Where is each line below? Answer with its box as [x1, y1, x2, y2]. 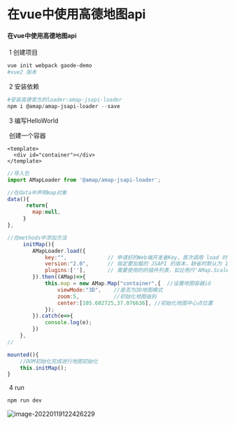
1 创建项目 [8, 48, 38, 57]
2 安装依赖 [8, 82, 40, 91]
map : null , [32, 208, 61, 216]
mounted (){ [7, 351, 39, 358]
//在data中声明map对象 [7, 189, 67, 196]
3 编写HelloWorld [8, 116, 59, 125]
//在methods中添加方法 [7, 234, 67, 241]
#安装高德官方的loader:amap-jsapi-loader [7, 96, 122, 104]
